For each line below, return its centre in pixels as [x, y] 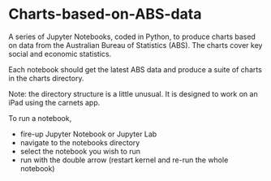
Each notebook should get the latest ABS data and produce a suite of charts [135, 69]
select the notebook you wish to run [80, 151]
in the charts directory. [46, 78]
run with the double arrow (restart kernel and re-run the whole [124, 160]
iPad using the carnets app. [54, 102]
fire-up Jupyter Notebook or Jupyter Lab [88, 134]
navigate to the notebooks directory [80, 142]
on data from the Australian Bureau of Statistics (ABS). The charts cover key [135, 45]
